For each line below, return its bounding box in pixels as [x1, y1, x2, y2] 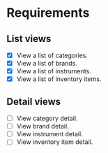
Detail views [6, 96, 61, 108]
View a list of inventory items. [16, 75, 102, 83]
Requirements [6, 5, 90, 21]
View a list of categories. [16, 51, 88, 59]
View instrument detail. [16, 130, 83, 138]
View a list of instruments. [16, 67, 91, 75]
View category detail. [16, 114, 78, 123]
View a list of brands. [16, 59, 78, 68]
